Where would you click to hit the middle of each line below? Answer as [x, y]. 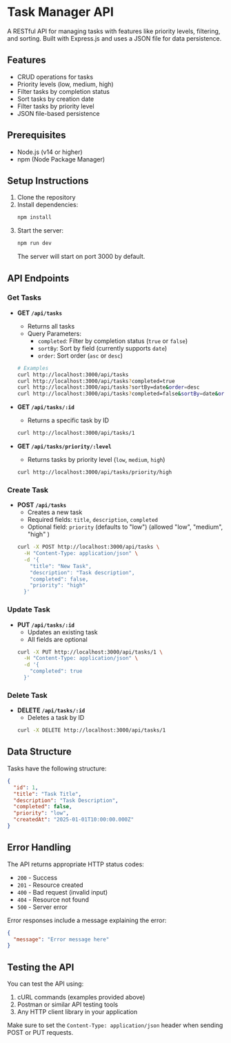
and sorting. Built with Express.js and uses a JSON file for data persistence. [114, 38]
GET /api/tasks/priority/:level [64, 447]
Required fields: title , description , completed [93, 520]
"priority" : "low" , [41, 813]
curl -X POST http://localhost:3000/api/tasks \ [88, 547]
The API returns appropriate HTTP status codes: [76, 864]
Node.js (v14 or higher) [50, 152]
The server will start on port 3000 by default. [81, 257]
